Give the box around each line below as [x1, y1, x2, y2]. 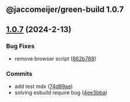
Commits [6, 70, 33, 78]
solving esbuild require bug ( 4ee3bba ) [14, 89, 108, 96]
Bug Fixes [6, 42, 35, 50]
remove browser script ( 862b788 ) [14, 55, 97, 62]
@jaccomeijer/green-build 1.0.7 [6, 5, 124, 15]
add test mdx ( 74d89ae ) [14, 83, 73, 90]
